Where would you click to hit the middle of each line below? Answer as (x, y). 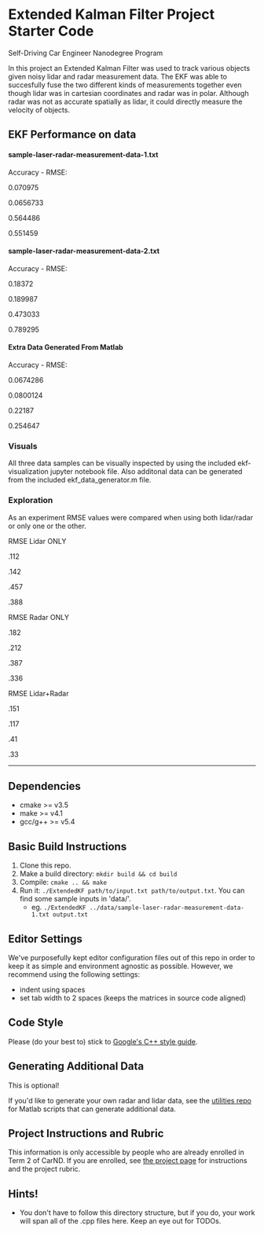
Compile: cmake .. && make (63, 883)
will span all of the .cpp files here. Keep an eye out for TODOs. (120, 1221)
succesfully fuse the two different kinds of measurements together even (125, 85)
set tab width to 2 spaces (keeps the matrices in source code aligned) (132, 998)
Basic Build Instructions (68, 846)
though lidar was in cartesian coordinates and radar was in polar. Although (128, 93)
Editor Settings (45, 939)
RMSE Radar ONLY (38, 617)
